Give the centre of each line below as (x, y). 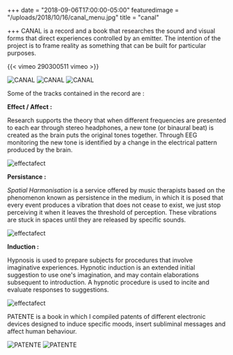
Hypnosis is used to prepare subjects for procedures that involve (100, 260)
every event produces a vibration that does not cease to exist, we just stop (114, 205)
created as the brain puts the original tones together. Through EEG (102, 135)
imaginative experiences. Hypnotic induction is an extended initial (101, 267)
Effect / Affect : (30, 107)
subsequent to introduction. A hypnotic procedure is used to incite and (109, 282)
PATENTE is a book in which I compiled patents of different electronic (107, 316)
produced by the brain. (40, 150)
